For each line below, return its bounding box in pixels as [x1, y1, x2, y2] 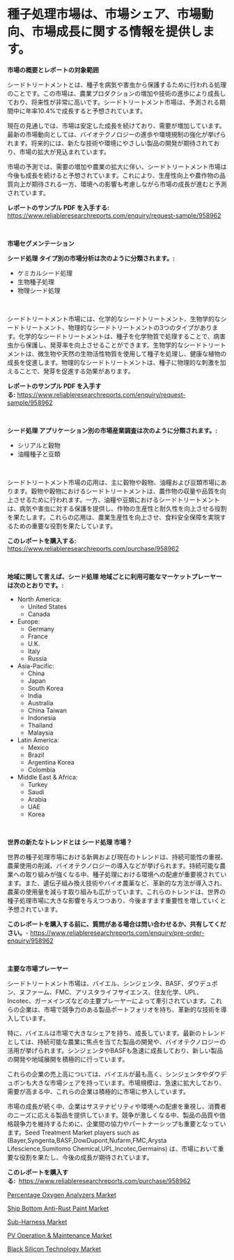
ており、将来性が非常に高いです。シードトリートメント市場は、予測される [7, 98, 220, 106]
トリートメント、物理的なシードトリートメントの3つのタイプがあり [19, 323, 212, 331]
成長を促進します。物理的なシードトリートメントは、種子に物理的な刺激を [7, 358, 221, 366]
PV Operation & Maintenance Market [7, 1231, 113, 1239]
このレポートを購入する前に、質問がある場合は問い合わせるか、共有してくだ [7, 920, 226, 928]
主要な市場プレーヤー [7, 964, 68, 973]
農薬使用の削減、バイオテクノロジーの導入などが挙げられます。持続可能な [7, 861, 220, 869]
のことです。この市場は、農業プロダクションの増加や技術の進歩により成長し [7, 89, 226, 98]
